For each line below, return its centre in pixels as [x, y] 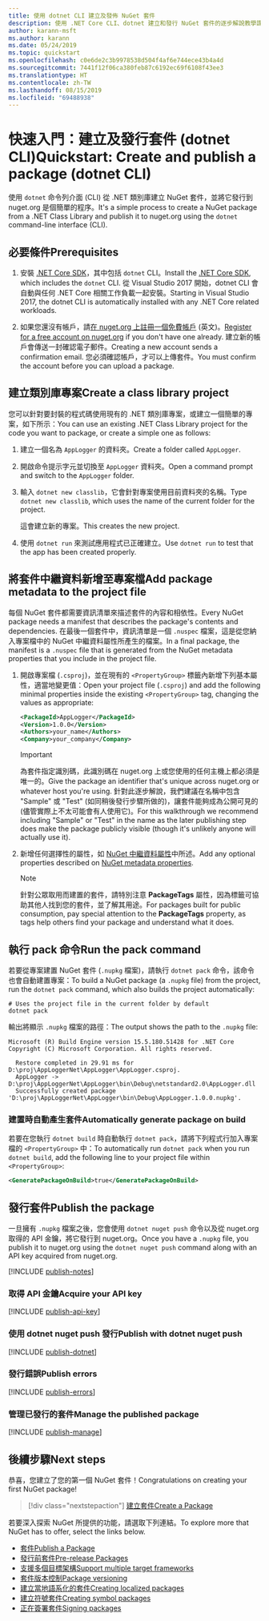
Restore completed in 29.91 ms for [75, 1063]
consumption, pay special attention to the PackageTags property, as [133, 914]
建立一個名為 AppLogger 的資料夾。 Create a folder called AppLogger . [130, 449]
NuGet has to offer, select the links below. [77, 1531]
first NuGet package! [43, 1489]
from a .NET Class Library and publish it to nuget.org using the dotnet [123, 216]
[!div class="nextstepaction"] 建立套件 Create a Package [120, 1505]
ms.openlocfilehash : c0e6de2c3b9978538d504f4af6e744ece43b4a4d [116, 61]
